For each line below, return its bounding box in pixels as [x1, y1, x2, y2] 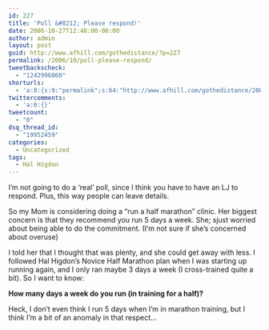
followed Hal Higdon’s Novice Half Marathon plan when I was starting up [8, 256, 247, 266]
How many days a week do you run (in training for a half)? [8, 289, 204, 299]
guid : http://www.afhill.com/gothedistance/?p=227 [8, 49, 181, 57]
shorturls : [8, 78, 45, 87]
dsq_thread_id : [8, 123, 59, 131]
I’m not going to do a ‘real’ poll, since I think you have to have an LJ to [8, 183, 239, 192]
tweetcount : [8, 109, 48, 117]
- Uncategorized [15, 146, 70, 154]
